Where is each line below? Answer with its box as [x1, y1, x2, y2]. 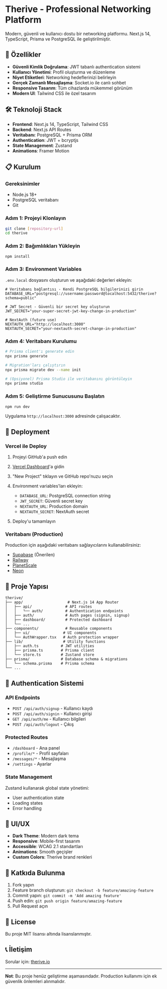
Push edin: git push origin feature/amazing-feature [12, 898, 123, 904]
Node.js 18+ [12, 191, 37, 198]
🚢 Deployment [5, 427, 50, 436]
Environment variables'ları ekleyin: [12, 483, 83, 489]
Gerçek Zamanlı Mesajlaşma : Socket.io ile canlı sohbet [12, 79, 126, 85]
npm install [5, 254, 30, 259]
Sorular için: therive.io [5, 959, 50, 965]
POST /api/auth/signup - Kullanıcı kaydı [12, 705, 93, 711]
